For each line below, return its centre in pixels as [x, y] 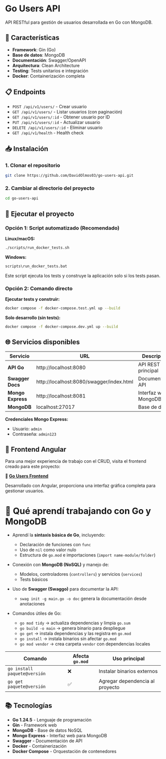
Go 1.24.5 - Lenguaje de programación [52, 720]
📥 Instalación [27, 149]
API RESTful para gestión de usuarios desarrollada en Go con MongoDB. [79, 22]
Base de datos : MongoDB [39, 55]
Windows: [16, 257]
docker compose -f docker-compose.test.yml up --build [63, 308]
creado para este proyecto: [33, 467]
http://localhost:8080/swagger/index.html [85, 382]
